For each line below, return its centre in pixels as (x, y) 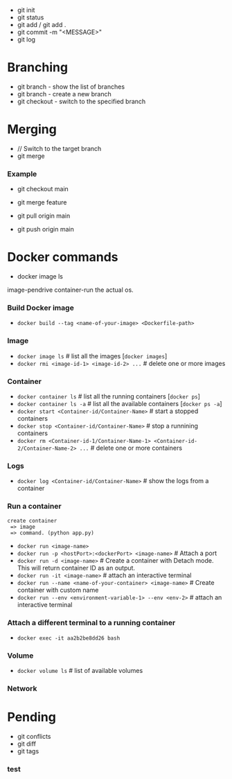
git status (30, 17)
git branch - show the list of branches (71, 87)
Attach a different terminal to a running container (91, 622)
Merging (32, 129)
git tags (28, 751)
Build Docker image (41, 308)
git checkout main (43, 189)
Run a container (34, 507)
